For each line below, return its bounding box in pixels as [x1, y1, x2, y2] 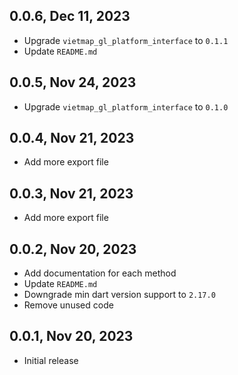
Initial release [23, 354, 79, 366]
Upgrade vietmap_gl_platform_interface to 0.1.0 [23, 100, 229, 113]
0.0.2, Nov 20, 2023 [9, 240, 137, 258]
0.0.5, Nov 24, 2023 [9, 74, 137, 91]
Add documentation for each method [23, 267, 177, 279]
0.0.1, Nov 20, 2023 [9, 328, 134, 345]
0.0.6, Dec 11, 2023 [9, 8, 131, 25]
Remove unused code [23, 299, 114, 311]
